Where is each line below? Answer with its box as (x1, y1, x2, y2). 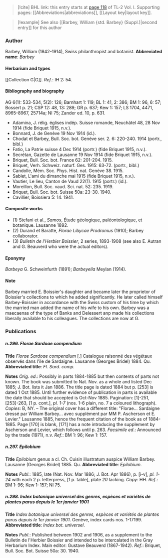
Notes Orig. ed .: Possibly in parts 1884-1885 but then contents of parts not (5, 373, 159, 379)
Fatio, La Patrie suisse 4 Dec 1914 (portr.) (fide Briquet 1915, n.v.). (12, 146, 147, 152)
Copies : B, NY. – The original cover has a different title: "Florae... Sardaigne (5, 405, 160, 411)
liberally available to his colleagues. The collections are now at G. (5, 316, 140, 322)
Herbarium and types (5, 65, 51, 71)
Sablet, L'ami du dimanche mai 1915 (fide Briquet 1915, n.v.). (12, 173, 135, 179)
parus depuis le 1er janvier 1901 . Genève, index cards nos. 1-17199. (5, 517, 142, 523)
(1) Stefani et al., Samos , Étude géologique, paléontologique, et (12, 217, 142, 223)
